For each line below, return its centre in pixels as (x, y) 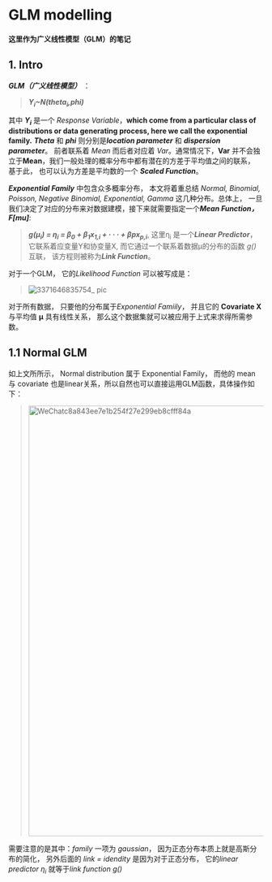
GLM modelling (60, 15)
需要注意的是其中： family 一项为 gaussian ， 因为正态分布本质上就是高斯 (129, 848)
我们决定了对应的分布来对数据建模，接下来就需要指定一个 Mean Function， (134, 209)
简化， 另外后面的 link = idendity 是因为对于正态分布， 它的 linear (130, 858)
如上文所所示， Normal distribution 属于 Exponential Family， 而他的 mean (132, 373)
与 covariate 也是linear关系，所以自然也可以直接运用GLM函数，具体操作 (128, 383)
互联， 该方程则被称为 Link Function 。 (91, 256)
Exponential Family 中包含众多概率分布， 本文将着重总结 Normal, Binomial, (134, 188)
